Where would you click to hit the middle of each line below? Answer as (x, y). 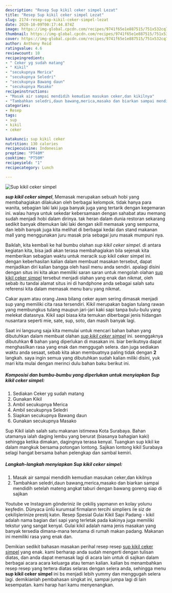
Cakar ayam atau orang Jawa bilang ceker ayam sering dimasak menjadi (82, 298)
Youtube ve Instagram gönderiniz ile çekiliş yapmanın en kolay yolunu (79, 504)
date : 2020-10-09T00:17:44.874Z (40, 24)
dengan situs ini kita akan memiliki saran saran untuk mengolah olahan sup (84, 272)
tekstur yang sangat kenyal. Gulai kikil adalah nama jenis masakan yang (81, 526)
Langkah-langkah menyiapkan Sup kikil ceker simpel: (64, 464)
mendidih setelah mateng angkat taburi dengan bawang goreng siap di (87, 488)
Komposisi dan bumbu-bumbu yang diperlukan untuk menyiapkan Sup (82, 375)
